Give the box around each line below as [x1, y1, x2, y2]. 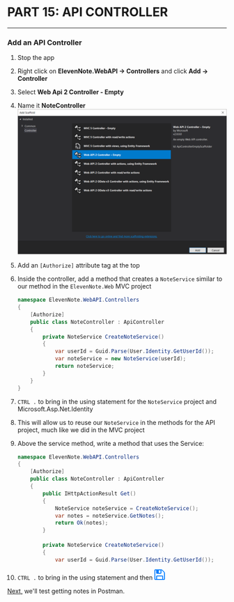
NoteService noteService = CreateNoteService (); [54, 504, 199, 512]
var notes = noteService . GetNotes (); [54, 512, 165, 519]
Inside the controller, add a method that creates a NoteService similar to [17, 275, 223, 283]
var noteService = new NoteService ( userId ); [54, 355, 187, 362]
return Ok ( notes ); [54, 520, 109, 527]
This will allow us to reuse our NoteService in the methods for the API [17, 418, 216, 426]
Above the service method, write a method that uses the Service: [17, 439, 204, 447]
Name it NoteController [17, 102, 86, 110]
